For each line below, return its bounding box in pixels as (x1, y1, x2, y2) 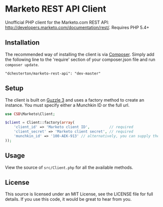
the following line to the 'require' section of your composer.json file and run (5, 57, 155, 62)
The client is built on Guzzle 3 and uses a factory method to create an (5, 97, 145, 103)
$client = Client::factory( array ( (5, 120, 75, 125)
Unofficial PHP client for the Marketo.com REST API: (5, 19, 109, 25)
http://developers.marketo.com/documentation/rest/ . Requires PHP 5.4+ (5, 24, 149, 30)
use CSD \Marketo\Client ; (5, 111, 55, 117)
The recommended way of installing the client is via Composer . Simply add (5, 51, 154, 57)
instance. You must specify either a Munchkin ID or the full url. (5, 102, 130, 108)
